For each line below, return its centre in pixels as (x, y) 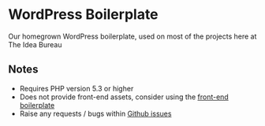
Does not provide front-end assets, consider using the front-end (124, 97)
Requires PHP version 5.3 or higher (77, 88)
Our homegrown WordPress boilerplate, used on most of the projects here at (132, 36)
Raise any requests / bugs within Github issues (95, 113)
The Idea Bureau (35, 44)
